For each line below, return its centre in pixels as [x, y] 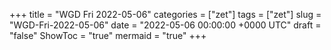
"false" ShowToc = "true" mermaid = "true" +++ [108, 35]
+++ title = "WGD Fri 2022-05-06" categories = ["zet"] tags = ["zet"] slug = [165, 14]
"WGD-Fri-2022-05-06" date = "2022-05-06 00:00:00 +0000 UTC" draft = [165, 25]
